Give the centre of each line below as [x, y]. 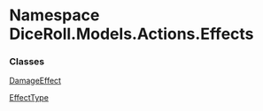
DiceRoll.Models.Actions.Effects [131, 34]
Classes [27, 62]
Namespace [54, 15]
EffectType [29, 98]
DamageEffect [35, 81]
